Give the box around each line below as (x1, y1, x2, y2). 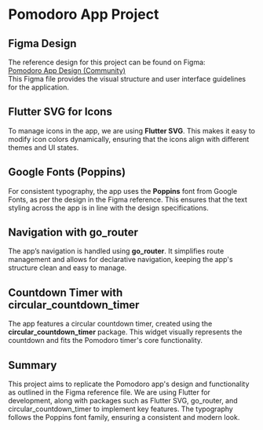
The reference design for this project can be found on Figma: (8, 57, 206, 67)
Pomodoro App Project (8, 5, 159, 24)
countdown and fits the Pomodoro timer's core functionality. (8, 336, 203, 345)
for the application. (8, 82, 69, 92)
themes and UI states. (8, 143, 79, 152)
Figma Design (8, 37, 77, 50)
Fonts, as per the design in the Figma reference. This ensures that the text (8, 195, 247, 204)
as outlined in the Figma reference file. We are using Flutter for (8, 388, 210, 397)
